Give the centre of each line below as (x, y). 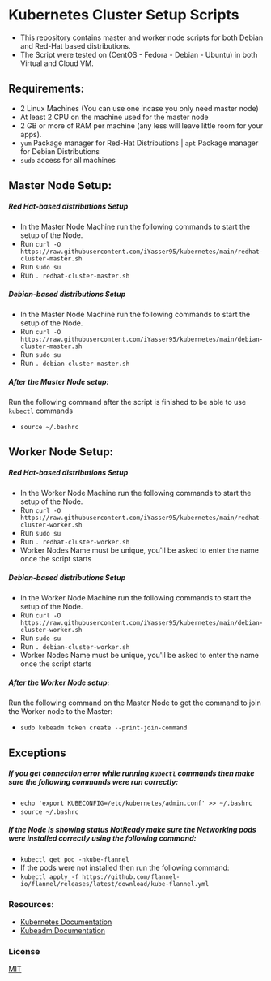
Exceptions (37, 753)
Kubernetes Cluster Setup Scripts (124, 15)
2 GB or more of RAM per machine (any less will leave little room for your (142, 125)
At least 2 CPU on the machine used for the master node (114, 117)
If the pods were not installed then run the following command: (125, 867)
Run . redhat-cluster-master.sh (75, 275)
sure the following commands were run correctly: (93, 782)
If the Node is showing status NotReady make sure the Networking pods (132, 830)
